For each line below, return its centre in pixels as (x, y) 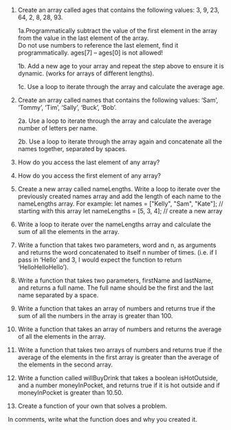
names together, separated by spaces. (72, 149)
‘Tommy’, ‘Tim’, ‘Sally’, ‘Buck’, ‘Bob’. (67, 107)
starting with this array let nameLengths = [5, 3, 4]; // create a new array (120, 211)
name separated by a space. (58, 295)
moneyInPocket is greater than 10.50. (70, 392)
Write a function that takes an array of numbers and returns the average (120, 329)
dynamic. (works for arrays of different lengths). (86, 73)
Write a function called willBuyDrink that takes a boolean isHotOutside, (118, 378)
